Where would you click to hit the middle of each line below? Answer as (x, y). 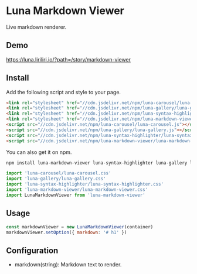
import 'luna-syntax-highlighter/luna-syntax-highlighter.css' (85, 184)
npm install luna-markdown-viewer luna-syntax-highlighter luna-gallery (97, 163)
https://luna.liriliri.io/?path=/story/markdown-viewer (68, 59)
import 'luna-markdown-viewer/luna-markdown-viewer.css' (77, 190)
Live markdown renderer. (36, 27)
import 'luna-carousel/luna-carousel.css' (59, 173)
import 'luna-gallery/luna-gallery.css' (56, 179)
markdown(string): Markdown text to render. (68, 265)
